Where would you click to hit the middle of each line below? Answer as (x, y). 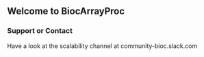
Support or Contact (40, 31)
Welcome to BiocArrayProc (66, 11)
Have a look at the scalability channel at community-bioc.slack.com (102, 46)
